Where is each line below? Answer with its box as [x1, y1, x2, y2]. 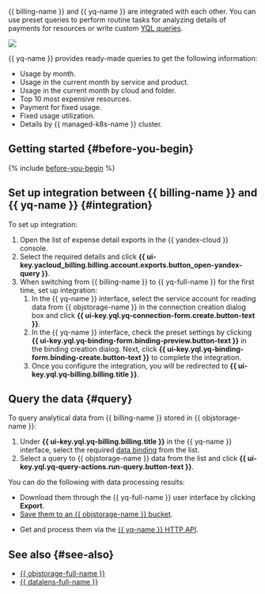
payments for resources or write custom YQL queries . [8, 24, 184, 32]
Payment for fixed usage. [19, 103, 102, 112]
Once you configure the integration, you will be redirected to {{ [31, 361, 237, 370]
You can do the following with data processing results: [8, 478, 185, 487]
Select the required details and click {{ [19, 252, 146, 261]
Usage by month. [19, 69, 77, 78]
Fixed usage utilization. [19, 111, 95, 120]
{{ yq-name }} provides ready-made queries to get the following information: [8, 54, 258, 62]
